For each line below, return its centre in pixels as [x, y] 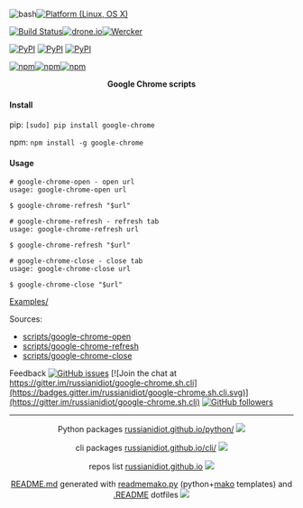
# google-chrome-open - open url [72, 182]
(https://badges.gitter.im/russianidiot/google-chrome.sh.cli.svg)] [129, 392]
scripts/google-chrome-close [77, 356]
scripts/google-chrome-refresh [81, 346]
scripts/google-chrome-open [77, 337]
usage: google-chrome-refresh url [74, 230]
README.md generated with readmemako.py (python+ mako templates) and [151, 484]
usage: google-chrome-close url [70, 269]
